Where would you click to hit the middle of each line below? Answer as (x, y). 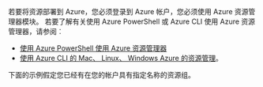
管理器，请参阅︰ (36, 31)
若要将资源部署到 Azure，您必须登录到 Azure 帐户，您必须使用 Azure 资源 (128, 11)
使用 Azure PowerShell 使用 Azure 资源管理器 (93, 48)
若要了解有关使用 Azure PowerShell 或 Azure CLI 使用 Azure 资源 (150, 21)
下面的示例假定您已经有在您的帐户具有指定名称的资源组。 (101, 75)
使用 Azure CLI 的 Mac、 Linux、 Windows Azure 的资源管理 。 (121, 58)
